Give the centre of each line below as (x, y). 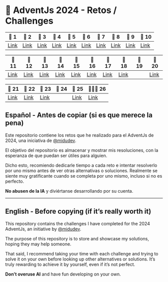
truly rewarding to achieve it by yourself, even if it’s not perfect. (70, 264)
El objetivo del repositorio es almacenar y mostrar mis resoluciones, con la (82, 150)
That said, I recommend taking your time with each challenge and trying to (82, 253)
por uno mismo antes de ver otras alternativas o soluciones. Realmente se (81, 171)
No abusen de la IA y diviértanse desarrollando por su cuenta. (69, 191)
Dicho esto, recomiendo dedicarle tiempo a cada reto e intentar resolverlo (81, 165)
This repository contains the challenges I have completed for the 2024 (77, 223)
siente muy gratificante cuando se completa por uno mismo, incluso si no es (84, 176)
